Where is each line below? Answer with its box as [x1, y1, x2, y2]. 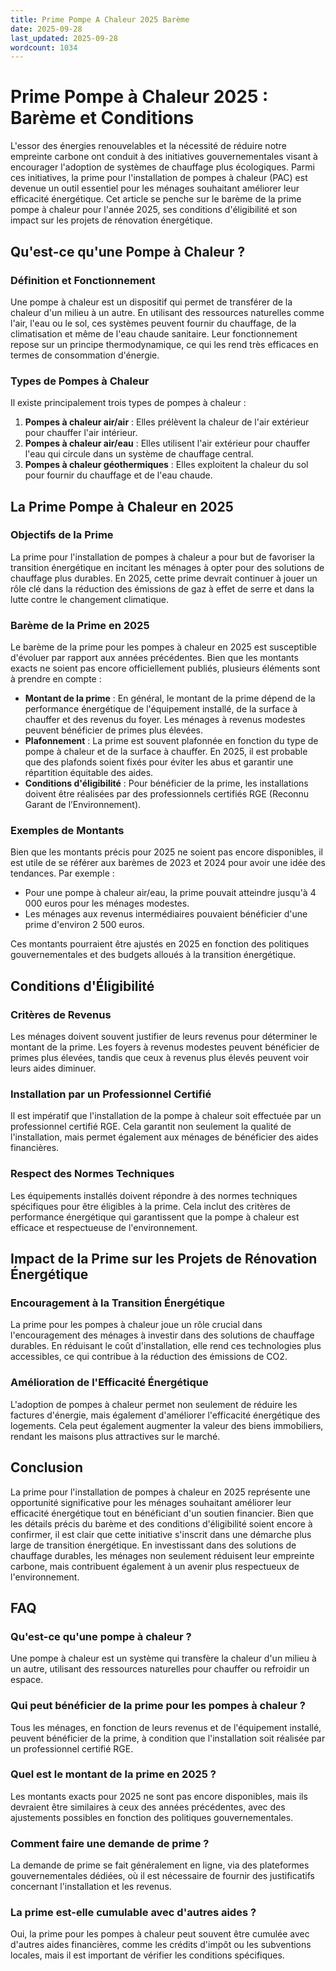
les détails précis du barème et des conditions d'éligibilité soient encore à [10, 1517, 313, 1530]
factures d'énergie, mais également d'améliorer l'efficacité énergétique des [10, 1409, 321, 1421]
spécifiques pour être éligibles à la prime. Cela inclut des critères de [10, 1200, 292, 1212]
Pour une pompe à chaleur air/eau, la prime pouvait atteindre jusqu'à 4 [24, 887, 317, 899]
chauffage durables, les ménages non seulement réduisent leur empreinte [10, 1549, 315, 1561]
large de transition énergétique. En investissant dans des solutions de [10, 1539, 297, 1551]
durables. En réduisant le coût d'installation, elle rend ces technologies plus [10, 1340, 322, 1352]
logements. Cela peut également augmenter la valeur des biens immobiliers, [10, 1419, 324, 1431]
